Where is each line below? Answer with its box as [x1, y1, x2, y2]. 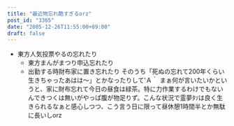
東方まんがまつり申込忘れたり [27, 59, 114, 67]
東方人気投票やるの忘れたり [17, 50, 98, 58]
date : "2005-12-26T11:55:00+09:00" [7, 23, 111, 30]
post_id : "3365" [7, 17, 54, 24]
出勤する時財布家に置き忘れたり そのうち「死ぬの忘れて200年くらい [27, 67, 225, 76]
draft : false [7, 29, 45, 37]
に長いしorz [27, 111, 62, 120]
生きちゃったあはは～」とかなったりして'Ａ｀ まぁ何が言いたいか [27, 76, 215, 85]
